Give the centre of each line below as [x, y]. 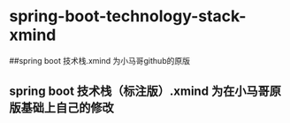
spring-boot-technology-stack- [128, 16]
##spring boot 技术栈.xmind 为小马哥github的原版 [99, 60]
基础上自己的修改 [67, 108]
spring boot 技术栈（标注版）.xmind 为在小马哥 [139, 92]
